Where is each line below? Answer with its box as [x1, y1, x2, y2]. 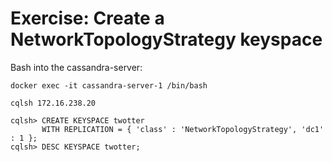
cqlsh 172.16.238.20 [10, 98, 97, 108]
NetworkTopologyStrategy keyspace [10, 28, 323, 51]
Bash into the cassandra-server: [10, 61, 143, 73]
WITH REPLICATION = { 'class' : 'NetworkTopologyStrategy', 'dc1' [41, 124, 325, 134]
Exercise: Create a [10, 7, 165, 30]
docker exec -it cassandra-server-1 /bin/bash [10, 80, 208, 91]
